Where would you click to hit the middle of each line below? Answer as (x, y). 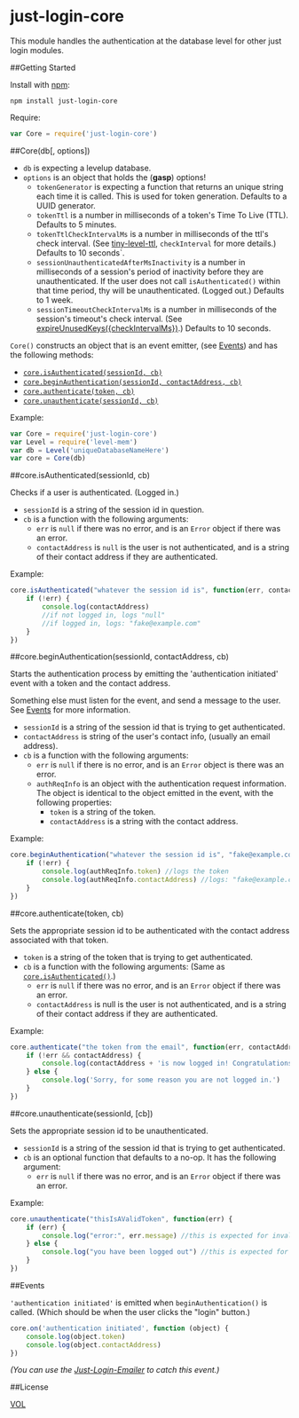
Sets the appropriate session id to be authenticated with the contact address (150, 930)
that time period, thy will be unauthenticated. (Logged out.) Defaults (160, 290)
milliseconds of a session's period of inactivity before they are (150, 272)
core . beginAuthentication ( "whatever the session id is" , (118, 855)
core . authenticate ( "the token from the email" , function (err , (127, 1047)
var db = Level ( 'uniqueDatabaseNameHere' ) (90, 450)
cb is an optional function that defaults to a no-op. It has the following (149, 1157)
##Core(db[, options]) (50, 150)
